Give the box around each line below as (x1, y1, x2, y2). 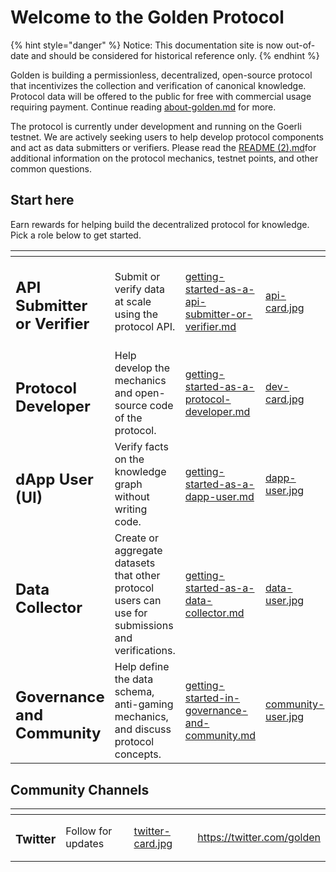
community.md (184, 729, 256, 743)
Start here (10, 192, 75, 209)
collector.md (184, 606, 245, 620)
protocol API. (114, 320, 176, 333)
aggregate (114, 544, 163, 558)
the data (114, 672, 154, 686)
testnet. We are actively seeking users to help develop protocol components (10, 131, 324, 143)
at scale (114, 295, 152, 308)
